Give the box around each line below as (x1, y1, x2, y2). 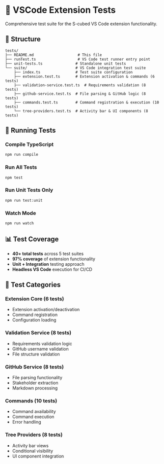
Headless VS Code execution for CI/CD (12, 266, 92, 272)
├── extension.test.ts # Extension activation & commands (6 (14, 74, 155, 79)
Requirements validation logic (12, 340, 72, 347)
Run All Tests (5, 164, 37, 171)
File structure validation (12, 351, 60, 357)
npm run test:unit (5, 198, 43, 203)
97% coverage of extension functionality (12, 256, 96, 262)
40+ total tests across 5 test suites (12, 250, 84, 256)
